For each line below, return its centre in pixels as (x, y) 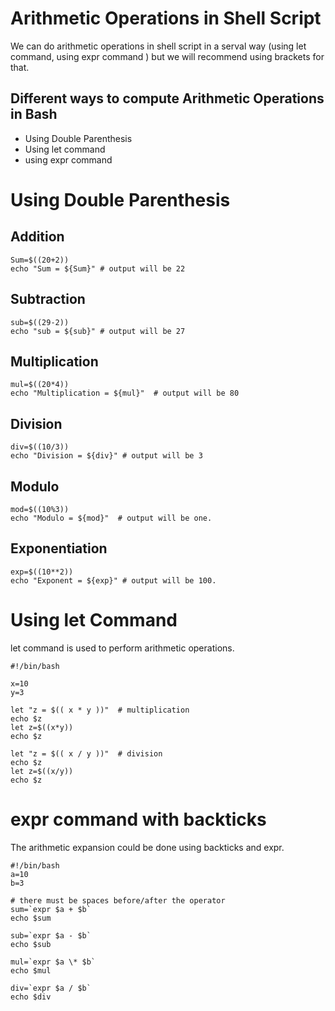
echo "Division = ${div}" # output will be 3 (106, 456)
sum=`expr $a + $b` (51, 909)
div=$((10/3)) (40, 447)
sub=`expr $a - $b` (51, 935)
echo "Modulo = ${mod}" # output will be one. (111, 518)
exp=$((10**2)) (42, 572)
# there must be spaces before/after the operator (118, 900)
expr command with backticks (138, 819)
